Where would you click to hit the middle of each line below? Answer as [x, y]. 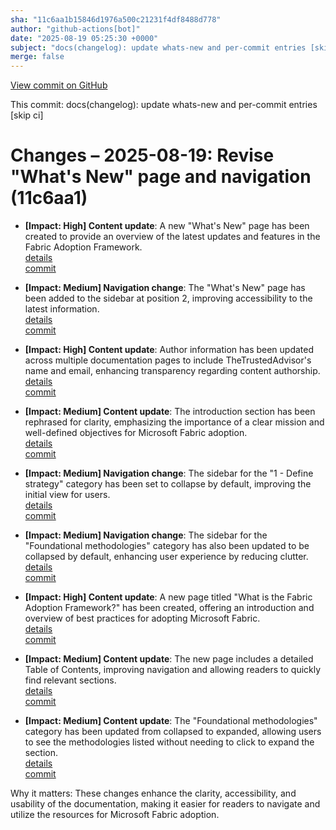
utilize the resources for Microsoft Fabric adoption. [115, 815]
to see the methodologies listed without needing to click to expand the [169, 742]
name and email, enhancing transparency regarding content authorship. [172, 371]
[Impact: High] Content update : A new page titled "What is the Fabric [168, 597]
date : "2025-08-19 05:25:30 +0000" [84, 38]
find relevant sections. [70, 680]
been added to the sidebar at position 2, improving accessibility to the [168, 298]
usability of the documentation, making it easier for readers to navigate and [165, 804]
